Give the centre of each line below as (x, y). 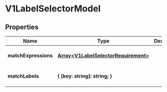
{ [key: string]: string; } (85, 76)
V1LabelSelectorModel (53, 9)
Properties (22, 27)
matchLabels (23, 76)
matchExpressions (30, 55)
